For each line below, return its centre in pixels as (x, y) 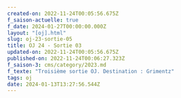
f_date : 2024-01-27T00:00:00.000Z (57, 26)
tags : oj (20, 78)
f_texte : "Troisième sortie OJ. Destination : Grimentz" (91, 71)
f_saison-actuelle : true (43, 20)
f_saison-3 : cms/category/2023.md (57, 65)
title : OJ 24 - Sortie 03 (44, 46)
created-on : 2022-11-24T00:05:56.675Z (63, 13)
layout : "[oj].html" (37, 33)
